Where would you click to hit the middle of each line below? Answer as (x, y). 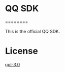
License (22, 51)
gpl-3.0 (13, 64)
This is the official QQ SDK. (32, 31)
